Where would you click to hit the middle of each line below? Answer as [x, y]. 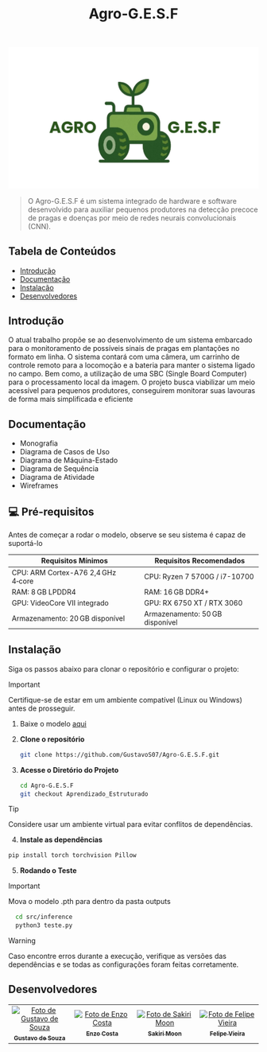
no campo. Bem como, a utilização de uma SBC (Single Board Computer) [128, 374]
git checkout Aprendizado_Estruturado [84, 794]
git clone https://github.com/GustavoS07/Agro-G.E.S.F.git [120, 754]
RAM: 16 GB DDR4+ [176, 592]
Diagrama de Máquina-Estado [69, 460]
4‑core [23, 581]
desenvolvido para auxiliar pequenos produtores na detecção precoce [143, 209]
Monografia [39, 443]
